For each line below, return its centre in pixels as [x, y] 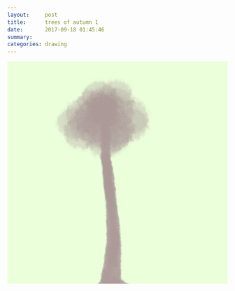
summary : [20, 37]
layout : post [33, 15]
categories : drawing [37, 44]
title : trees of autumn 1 [53, 22]
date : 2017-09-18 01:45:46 [56, 29]
